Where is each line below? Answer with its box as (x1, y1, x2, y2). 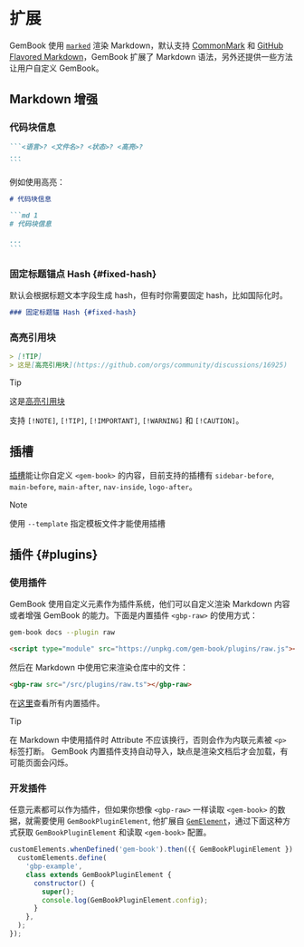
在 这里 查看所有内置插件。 (9, 697, 105, 708)
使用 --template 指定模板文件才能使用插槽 (9, 517, 166, 528)
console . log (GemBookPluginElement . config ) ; (42, 895, 208, 904)
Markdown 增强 (9, 92, 99, 107)
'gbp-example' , (25, 862, 83, 871)
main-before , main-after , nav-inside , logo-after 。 (9, 481, 197, 492)
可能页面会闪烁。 (9, 757, 73, 768)
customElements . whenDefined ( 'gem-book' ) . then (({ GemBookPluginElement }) (9, 845, 294, 855)
